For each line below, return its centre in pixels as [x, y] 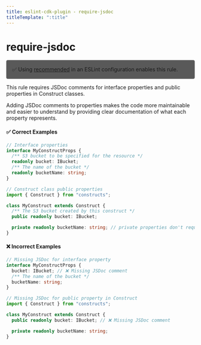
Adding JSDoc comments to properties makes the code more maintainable [98, 105]
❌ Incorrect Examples [33, 247]
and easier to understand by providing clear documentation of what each [96, 112]
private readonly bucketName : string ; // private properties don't [98, 228]
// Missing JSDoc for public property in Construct [72, 298]
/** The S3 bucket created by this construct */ [73, 211]
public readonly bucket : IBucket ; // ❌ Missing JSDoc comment [91, 320]
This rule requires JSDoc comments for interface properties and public [93, 87]
